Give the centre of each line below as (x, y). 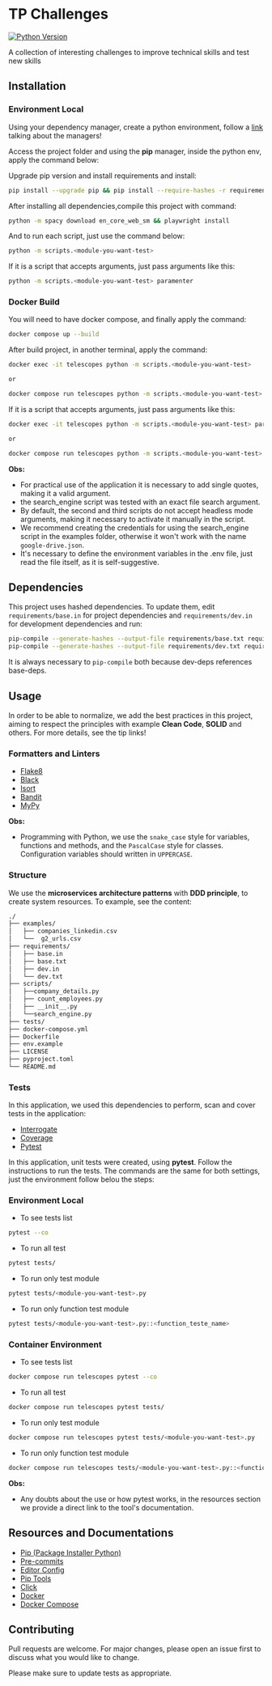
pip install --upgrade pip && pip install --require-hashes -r (117, 190)
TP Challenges (59, 14)
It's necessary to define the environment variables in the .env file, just (136, 553)
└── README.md (32, 1067)
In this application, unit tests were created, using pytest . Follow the (120, 1162)
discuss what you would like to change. (74, 1658)
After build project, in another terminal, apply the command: (108, 350)
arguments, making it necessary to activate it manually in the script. (133, 519)
